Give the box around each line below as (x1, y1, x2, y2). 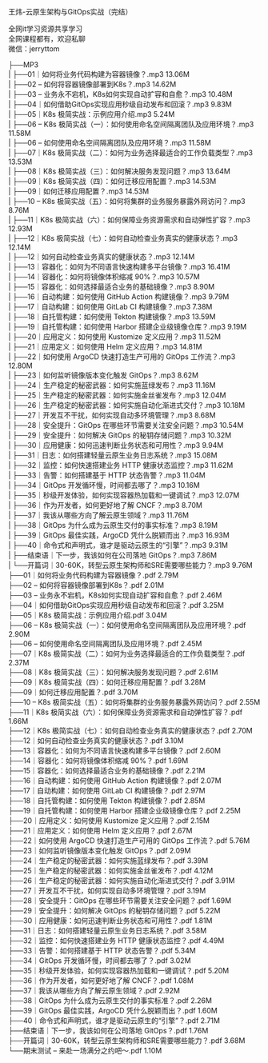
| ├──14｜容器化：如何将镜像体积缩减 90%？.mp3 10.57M (8, 272, 200, 282)
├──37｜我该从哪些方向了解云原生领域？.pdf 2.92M (8, 986, 180, 995)
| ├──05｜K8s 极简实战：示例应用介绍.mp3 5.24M (8, 110, 175, 118)
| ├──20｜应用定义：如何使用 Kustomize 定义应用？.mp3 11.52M (8, 332, 222, 342)
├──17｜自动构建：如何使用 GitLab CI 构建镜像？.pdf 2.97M (8, 786, 206, 795)
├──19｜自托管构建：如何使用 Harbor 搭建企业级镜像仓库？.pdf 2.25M (8, 806, 242, 815)
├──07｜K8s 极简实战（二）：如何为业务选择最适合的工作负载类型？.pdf (8, 649, 246, 658)
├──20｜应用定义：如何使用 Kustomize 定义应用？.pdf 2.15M (8, 816, 210, 825)
